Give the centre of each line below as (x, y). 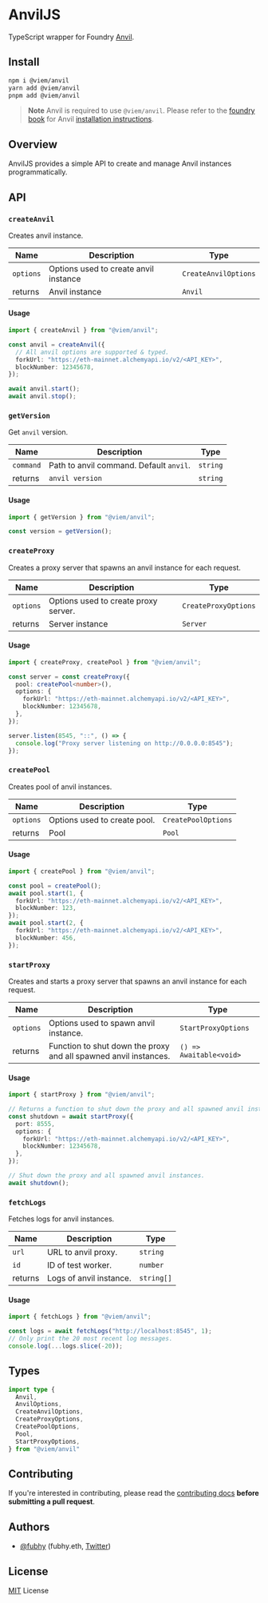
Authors (29, 1527)
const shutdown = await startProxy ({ (71, 1116)
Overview (33, 144)
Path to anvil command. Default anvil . (120, 466)
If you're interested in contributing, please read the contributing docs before (134, 1493)
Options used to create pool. (102, 820)
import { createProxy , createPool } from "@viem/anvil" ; (105, 662)
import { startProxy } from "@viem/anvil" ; (82, 1095)
